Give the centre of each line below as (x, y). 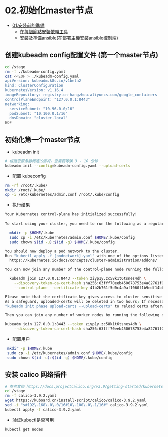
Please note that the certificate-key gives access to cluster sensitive (84, 297)
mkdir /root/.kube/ (25, 190)
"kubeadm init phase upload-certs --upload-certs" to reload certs (77, 306)
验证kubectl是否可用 (33, 420)
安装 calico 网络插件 (36, 375)
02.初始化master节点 (49, 10)
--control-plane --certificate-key (51, 288)
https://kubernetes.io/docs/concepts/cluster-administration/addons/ (83, 260)
